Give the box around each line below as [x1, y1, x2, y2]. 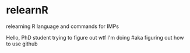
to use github [6, 40, 38, 47]
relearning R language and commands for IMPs [6, 23, 119, 30]
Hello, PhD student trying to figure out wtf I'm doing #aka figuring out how [6, 34, 184, 41]
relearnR [6, 3, 48, 17]
